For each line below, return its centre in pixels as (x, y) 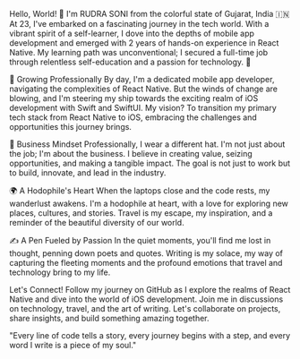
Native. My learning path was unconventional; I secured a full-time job (139, 52)
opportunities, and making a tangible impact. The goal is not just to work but (150, 163)
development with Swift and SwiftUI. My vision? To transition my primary (143, 108)
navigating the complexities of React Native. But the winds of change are (144, 89)
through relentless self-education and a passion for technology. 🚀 (130, 62)
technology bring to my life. (60, 272)
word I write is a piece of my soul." (73, 345)
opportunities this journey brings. (71, 127)
